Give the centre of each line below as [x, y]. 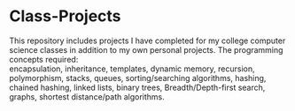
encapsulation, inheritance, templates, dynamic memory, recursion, [132, 69]
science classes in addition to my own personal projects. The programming [146, 49]
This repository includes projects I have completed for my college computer [147, 41]
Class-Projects [65, 16]
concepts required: [44, 59]
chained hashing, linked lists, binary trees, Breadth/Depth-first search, [137, 87]
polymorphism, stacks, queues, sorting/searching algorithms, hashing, [138, 78]
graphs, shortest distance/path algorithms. [87, 96]
